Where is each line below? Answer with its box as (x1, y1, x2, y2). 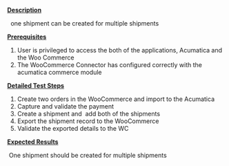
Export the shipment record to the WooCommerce (17, 117, 159, 125)
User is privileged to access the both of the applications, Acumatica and (17, 46, 223, 54)
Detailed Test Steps (7, 82, 64, 89)
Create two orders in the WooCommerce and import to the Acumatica (17, 95, 215, 103)
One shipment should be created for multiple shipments (8, 151, 167, 159)
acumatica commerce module (17, 68, 102, 76)
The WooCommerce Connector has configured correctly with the (17, 61, 202, 68)
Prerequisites (7, 33, 47, 41)
